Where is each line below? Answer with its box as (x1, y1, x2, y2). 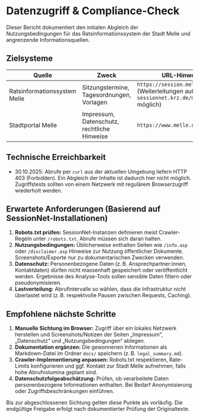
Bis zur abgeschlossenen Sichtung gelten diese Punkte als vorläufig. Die (6, 399, 183, 406)
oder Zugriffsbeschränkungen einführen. (14, 388, 114, 395)
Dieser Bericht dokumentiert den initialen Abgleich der (6, 24, 139, 31)
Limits (14, 362, 30, 369)
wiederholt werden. (14, 187, 63, 194)
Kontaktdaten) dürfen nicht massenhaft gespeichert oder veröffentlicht (14, 266, 188, 274)
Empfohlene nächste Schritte (6, 309, 117, 319)
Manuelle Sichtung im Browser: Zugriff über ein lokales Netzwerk (14, 324, 176, 332)
